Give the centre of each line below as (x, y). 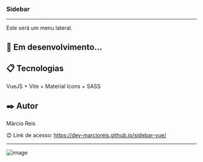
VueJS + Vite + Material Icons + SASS (53, 86)
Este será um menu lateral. (39, 28)
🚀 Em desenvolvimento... (54, 47)
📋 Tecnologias (35, 69)
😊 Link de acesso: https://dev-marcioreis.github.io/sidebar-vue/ (86, 135)
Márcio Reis (21, 124)
